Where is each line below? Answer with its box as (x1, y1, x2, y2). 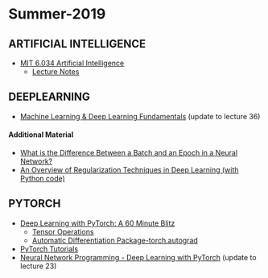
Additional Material (8, 130, 74, 139)
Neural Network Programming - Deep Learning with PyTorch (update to (19, 252, 257, 262)
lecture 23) (19, 261, 57, 271)
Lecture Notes (31, 67, 80, 77)
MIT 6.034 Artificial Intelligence (19, 58, 125, 68)
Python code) (19, 174, 66, 184)
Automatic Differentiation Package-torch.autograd (31, 235, 199, 245)
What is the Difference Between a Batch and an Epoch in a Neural (19, 148, 238, 158)
